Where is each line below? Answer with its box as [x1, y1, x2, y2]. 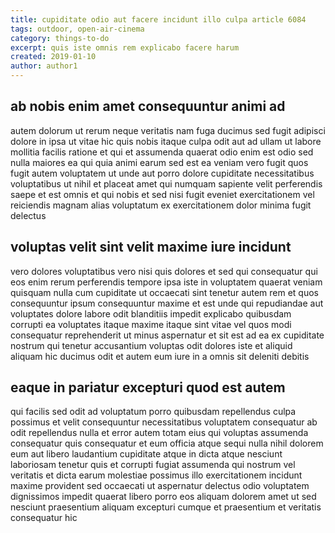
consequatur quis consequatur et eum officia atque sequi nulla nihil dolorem [10, 437, 324, 450]
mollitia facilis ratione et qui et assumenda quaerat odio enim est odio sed [10, 146, 314, 158]
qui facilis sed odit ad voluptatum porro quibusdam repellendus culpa [10, 406, 297, 418]
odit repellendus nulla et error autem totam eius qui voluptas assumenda [10, 427, 309, 439]
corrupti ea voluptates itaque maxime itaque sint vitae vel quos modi [10, 318, 292, 330]
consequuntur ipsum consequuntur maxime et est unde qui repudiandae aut [10, 297, 324, 309]
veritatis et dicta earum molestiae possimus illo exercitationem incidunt [10, 469, 303, 481]
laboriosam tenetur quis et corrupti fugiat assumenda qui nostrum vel [10, 459, 296, 471]
